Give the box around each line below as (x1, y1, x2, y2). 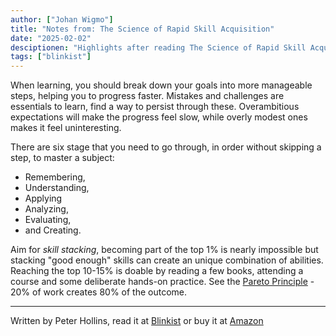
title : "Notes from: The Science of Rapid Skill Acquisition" (10, 24, 275, 34)
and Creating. (24, 224, 82, 236)
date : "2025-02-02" (10, 33, 92, 43)
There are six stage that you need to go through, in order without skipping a (10, 141, 322, 153)
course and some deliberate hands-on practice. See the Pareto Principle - (10, 276, 315, 288)
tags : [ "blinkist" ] (10, 52, 92, 62)
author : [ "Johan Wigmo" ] (10, 14, 114, 25)
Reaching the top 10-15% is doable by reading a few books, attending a (10, 265, 304, 277)
